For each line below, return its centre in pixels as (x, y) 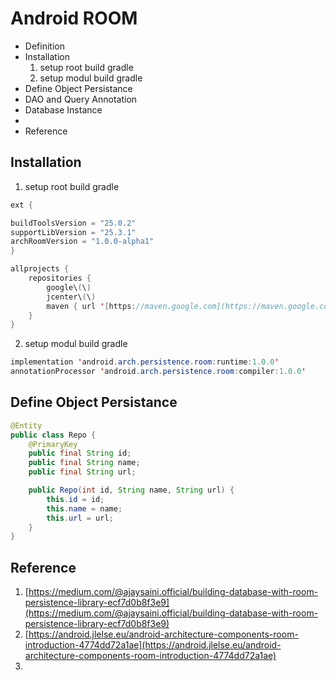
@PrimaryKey (53, 444)
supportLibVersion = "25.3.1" (73, 232)
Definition (44, 46)
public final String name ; (84, 463)
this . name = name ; (84, 508)
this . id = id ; (75, 499)
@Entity (26, 425)
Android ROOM (74, 18)
